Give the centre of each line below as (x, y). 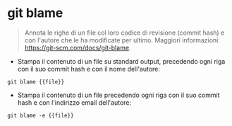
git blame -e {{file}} (41, 115)
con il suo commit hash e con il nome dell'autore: (89, 69)
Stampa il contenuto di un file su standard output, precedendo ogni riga (121, 61)
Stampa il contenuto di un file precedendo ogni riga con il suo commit (118, 95)
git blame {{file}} (36, 82)
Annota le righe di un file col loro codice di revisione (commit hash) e (124, 33)
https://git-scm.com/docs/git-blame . (78, 47)
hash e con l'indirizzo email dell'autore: (74, 102)
